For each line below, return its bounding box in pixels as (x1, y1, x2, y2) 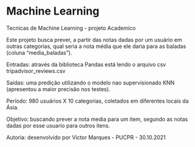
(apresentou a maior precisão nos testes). (6, 85, 111, 92)
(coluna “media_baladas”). (6, 49, 73, 56)
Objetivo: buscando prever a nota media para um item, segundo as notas (6, 115, 188, 123)
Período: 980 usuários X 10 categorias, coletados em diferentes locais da (6, 97, 189, 104)
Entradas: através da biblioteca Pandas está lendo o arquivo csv (6, 61, 167, 68)
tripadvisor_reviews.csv (6, 67, 65, 74)
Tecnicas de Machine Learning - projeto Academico (6, 24, 136, 32)
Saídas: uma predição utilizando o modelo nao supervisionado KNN (6, 79, 175, 86)
